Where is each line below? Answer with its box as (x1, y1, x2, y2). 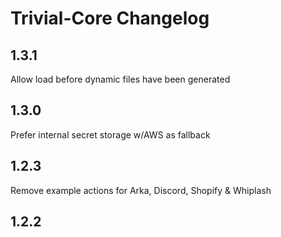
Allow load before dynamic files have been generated (10, 73, 231, 85)
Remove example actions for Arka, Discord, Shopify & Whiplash (10, 184, 272, 196)
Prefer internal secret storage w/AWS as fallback (10, 128, 211, 141)
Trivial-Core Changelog (10, 7, 210, 30)
